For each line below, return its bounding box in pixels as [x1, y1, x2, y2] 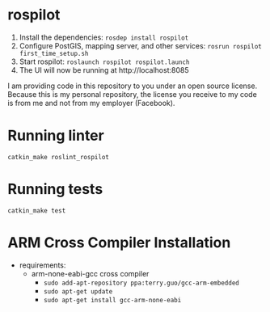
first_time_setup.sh [19, 49, 89, 57]
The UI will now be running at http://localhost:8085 [19, 65, 189, 74]
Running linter [7, 127, 104, 145]
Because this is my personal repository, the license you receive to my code [7, 89, 258, 99]
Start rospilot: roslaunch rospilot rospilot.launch [19, 57, 190, 66]
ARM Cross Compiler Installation [7, 234, 231, 251]
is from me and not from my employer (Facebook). [7, 98, 175, 108]
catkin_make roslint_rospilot [7, 153, 110, 161]
